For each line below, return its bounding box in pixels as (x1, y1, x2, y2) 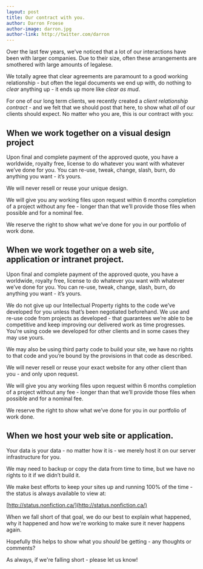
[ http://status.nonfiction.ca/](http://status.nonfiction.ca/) (6, 501, 147, 508)
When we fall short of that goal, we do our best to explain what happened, (6, 513, 191, 520)
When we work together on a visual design (6, 128, 171, 138)
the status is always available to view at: (6, 490, 107, 497)
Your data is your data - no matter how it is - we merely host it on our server (6, 446, 196, 454)
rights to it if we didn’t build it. (6, 471, 81, 479)
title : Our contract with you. (6, 15, 85, 21)
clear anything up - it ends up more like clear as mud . (6, 86, 141, 93)
